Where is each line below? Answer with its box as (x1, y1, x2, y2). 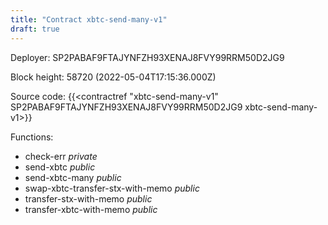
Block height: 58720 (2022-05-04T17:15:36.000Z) (10, 71, 217, 83)
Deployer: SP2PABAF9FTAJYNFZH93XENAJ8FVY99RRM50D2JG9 (10, 51, 285, 63)
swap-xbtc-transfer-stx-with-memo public (24, 182, 200, 194)
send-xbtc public (24, 161, 96, 173)
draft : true (10, 24, 60, 34)
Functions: (10, 131, 54, 143)
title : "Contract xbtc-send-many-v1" (10, 14, 168, 25)
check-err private (24, 150, 98, 162)
